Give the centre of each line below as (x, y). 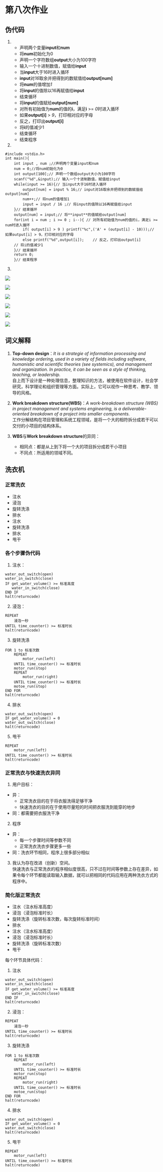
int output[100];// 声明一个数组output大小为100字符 (65, 174)
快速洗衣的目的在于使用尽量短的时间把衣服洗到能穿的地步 (77, 807)
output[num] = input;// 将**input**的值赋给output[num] (70, 215)
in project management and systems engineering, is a (67, 408)
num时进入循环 (18, 225)
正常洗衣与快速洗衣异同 (33, 773)
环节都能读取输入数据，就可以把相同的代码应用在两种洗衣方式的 (93, 875)
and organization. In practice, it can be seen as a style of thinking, (79, 369)
